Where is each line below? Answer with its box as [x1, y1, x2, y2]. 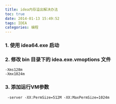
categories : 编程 [5, 25, 39, 30]
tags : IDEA [5, 20, 27, 26]
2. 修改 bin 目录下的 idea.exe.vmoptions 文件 [5, 56, 111, 63]
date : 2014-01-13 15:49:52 [5, 16, 60, 21]
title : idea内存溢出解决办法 [5, 7, 58, 12]
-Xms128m [5, 67, 23, 73]
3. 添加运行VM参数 [5, 84, 50, 90]
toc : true [5, 12, 25, 16]
